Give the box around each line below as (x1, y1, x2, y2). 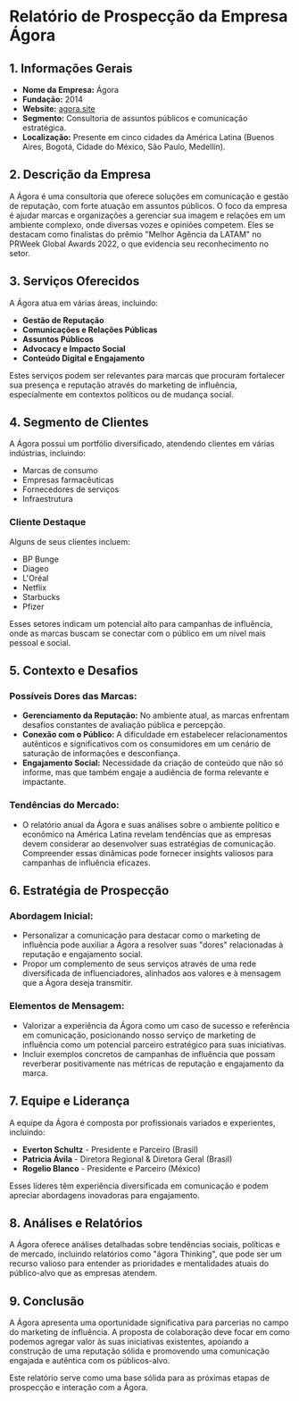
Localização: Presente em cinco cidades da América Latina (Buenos (21, 132, 275, 142)
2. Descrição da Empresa (9, 167, 152, 182)
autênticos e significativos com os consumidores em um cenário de (21, 738, 271, 749)
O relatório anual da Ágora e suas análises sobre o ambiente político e (21, 819, 280, 830)
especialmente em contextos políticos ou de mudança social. (9, 388, 234, 399)
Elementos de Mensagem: (9, 1000, 125, 1013)
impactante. (21, 777, 67, 788)
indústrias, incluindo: (9, 448, 87, 459)
